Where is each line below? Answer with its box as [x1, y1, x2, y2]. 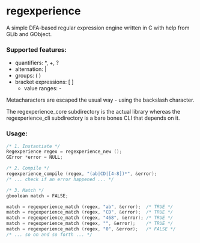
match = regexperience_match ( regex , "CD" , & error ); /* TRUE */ [6, 209, 173, 215]
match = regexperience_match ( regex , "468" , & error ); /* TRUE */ [6, 215, 173, 221]
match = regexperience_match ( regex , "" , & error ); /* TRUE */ [6, 221, 173, 227]
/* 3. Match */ [6, 187, 44, 193]
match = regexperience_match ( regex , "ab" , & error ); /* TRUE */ [6, 203, 173, 210]
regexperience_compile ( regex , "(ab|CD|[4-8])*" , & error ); [6, 171, 157, 177]
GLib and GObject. [6, 30, 52, 37]
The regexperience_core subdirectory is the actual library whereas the [6, 108, 181, 115]
